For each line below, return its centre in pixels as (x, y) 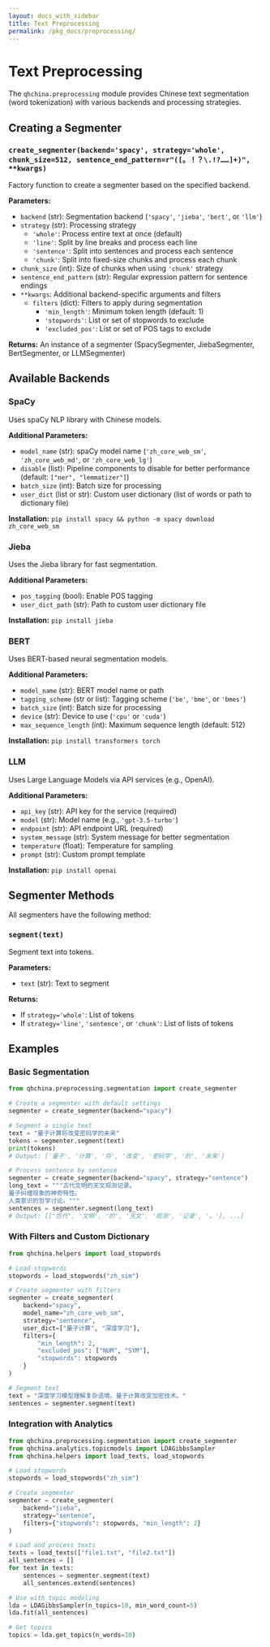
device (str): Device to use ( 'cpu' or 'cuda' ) (93, 717)
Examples (34, 1049)
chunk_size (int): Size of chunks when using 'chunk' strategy (122, 268)
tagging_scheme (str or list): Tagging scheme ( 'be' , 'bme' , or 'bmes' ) (133, 699)
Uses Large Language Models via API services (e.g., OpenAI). (111, 779)
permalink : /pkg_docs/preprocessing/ (72, 31)
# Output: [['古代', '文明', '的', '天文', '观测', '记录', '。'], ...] (126, 1216)
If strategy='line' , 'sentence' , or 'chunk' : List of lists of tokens (126, 1023)
